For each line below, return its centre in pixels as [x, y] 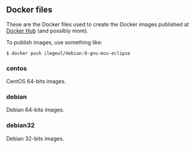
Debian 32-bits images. [35, 138]
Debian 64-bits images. [35, 110]
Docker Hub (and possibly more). [48, 31]
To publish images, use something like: [54, 42]
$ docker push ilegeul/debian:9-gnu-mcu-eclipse [68, 53]
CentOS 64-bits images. [36, 81]
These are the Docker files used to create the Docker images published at [98, 24]
